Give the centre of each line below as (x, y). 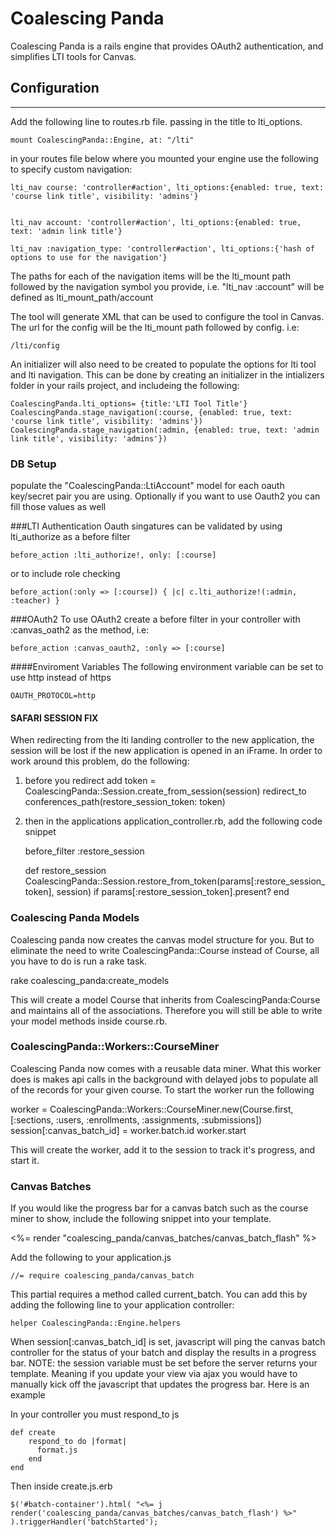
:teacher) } (35, 601)
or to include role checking (65, 574)
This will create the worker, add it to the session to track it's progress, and (163, 1149)
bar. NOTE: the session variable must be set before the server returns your (164, 1363)
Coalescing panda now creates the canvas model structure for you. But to (162, 939)
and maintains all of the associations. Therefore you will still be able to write (166, 1010)
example (28, 1395)
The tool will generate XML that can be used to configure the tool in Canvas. (167, 316)
